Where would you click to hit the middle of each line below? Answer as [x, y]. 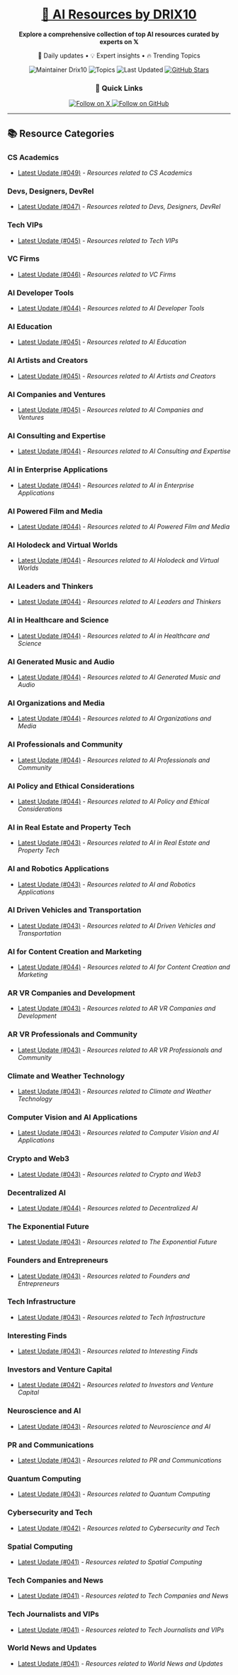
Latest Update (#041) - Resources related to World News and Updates [120, 1663]
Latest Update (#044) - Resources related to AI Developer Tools [111, 308]
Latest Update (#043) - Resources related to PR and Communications [119, 1460]
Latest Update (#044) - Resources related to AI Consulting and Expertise [124, 451]
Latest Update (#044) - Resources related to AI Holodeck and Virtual [118, 560]
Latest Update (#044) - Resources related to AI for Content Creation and [124, 967]
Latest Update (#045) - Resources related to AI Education [102, 342]
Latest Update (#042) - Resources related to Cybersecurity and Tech [119, 1528]
